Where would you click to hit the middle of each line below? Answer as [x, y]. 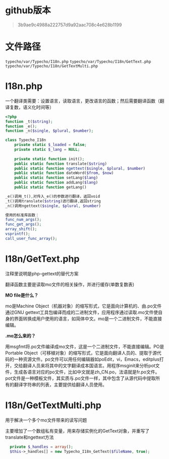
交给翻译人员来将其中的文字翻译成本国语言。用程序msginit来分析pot [84, 365]
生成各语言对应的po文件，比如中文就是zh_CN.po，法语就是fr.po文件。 [87, 372]
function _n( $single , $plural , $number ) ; [49, 131]
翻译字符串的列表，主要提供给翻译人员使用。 [60, 384]
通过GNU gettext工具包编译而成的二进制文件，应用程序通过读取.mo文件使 [82, 312]
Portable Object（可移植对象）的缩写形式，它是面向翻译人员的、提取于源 [81, 352]
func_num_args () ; [23, 220]
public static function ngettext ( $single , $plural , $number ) [80, 168]
